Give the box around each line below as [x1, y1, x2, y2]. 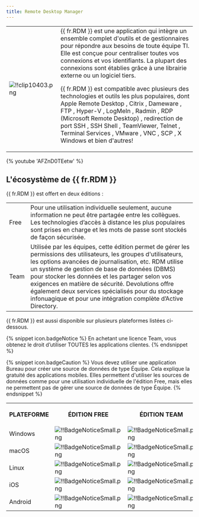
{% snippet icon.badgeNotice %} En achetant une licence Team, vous [6, 335, 176, 342]
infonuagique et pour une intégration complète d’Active [30, 294, 184, 303]
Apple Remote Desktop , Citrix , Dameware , [60, 99, 182, 107]
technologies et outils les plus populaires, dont [60, 92, 190, 100]
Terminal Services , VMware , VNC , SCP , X [60, 129, 182, 137]
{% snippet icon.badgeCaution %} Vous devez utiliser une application [6, 359, 176, 366]
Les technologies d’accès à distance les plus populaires [30, 219, 185, 227]
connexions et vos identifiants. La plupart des [60, 56, 187, 65]
